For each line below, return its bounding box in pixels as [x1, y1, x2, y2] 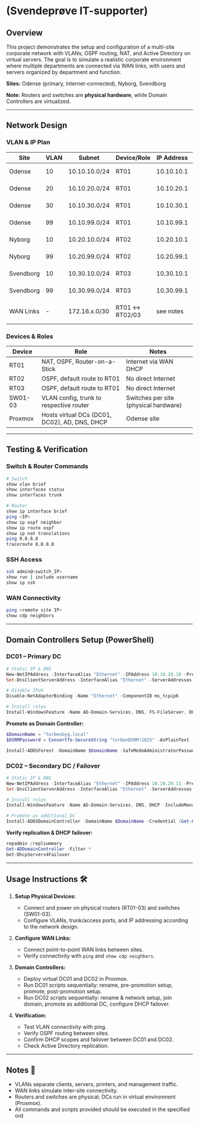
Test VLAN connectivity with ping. [23, 1023, 107, 1030]
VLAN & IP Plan [6, 138, 50, 146]
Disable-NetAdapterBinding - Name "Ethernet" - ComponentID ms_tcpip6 [6, 693, 179, 699]
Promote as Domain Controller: [6, 720, 84, 727]
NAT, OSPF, [41, 357, 74, 365]
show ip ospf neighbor [6, 519, 62, 525]
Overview [6, 28, 43, 38]
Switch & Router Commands [6, 462, 89, 471]
